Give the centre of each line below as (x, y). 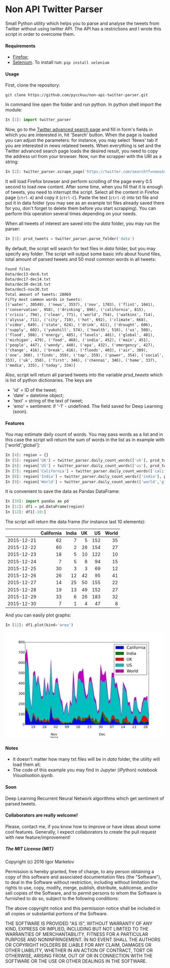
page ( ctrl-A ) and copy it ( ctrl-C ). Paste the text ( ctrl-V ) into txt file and (82, 198)
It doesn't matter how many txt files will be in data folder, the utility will (86, 759)
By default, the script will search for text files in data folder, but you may (80, 248)
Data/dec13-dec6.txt (27, 274)
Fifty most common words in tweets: (44, 299)
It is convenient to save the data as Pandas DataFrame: (62, 491)
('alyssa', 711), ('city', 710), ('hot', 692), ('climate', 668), (77, 320)
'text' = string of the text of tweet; (48, 401)
